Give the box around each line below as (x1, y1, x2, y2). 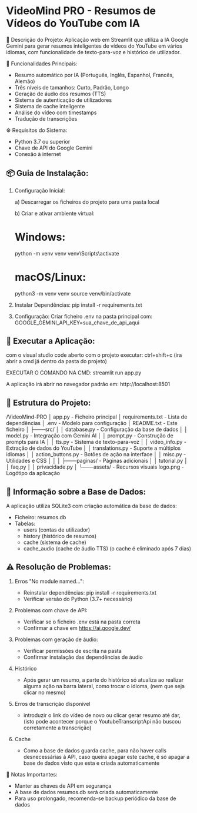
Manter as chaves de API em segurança (14, 782, 112, 789)
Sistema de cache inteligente (14, 102, 85, 109)
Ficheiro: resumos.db (14, 514, 66, 521)
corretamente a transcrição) (23, 724, 92, 731)
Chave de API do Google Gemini (14, 144, 93, 151)
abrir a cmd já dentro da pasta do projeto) (6, 358, 108, 365)
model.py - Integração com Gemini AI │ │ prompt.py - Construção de (6, 432, 173, 439)
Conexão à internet (14, 150, 61, 157)
